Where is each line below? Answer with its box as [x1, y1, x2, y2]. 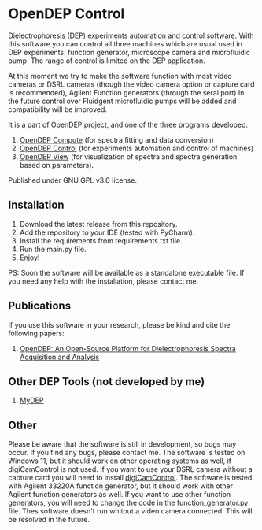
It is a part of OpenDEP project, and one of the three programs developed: [8, 120, 248, 129]
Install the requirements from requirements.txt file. [19, 235, 183, 245]
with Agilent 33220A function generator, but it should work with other [8, 481, 234, 491]
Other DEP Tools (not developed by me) [8, 375, 205, 388]
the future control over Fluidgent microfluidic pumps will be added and [8, 96, 237, 106]
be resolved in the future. [8, 515, 90, 524]
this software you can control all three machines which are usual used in [8, 39, 242, 48]
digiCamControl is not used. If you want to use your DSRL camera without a [8, 465, 253, 474]
